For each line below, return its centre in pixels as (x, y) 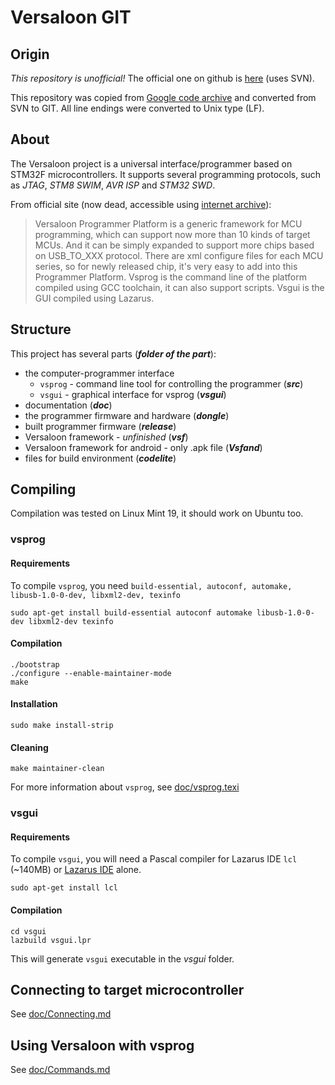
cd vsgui (28, 931)
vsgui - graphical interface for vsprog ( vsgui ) (133, 394)
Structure (41, 329)
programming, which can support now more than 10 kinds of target (172, 234)
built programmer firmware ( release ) (100, 426)
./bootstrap (35, 664)
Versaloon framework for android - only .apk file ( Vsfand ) (143, 447)
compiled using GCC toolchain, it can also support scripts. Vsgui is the (179, 287)
